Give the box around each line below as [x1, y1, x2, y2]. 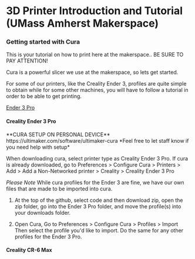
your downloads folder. [14, 209, 71, 216]
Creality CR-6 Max [6, 247, 52, 254]
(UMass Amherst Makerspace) [6, 17, 159, 30]
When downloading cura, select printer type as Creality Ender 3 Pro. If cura [6, 155, 189, 162]
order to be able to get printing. [6, 93, 82, 100]
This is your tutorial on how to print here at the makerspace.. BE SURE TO [6, 51, 184, 58]
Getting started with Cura [6, 38, 80, 46]
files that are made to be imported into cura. [6, 185, 113, 192]
